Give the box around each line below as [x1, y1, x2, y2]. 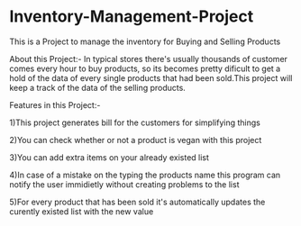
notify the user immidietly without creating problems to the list [9, 178, 240, 190]
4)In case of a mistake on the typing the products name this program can [9, 169, 281, 180]
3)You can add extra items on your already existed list [9, 151, 210, 163]
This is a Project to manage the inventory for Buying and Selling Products [9, 36, 281, 47]
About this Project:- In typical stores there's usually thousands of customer [9, 53, 288, 64]
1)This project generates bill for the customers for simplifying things [9, 117, 261, 128]
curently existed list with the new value [9, 205, 154, 217]
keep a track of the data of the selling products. [9, 82, 187, 93]
